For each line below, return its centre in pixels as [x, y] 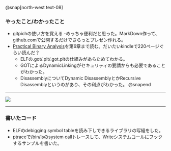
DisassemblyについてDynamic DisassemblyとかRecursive [80, 78]
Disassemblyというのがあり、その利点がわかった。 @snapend [85, 85]
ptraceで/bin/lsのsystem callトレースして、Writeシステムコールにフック [88, 137]
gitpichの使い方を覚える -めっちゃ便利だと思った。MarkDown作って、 [86, 34]
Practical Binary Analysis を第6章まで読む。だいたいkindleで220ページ [86, 46]
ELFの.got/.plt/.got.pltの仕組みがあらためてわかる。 [74, 59]
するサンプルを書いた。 [37, 143]
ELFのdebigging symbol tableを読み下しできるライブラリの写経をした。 [88, 130]
